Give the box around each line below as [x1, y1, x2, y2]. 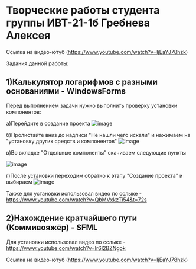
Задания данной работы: [6, 60, 69, 67]
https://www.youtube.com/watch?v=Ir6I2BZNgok [6, 244, 126, 252]
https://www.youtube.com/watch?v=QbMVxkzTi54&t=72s [6, 196, 147, 203]
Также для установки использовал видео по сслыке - [6, 190, 142, 197]
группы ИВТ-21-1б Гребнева [6, 16, 151, 30]
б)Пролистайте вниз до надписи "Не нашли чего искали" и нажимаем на [6, 131, 191, 138]
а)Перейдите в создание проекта [6, 120, 90, 127]
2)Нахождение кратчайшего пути [6, 213, 138, 223]
